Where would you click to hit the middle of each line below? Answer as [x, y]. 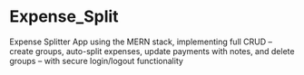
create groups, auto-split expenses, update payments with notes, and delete [152, 51]
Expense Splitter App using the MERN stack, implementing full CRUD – [141, 42]
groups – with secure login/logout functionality [97, 61]
